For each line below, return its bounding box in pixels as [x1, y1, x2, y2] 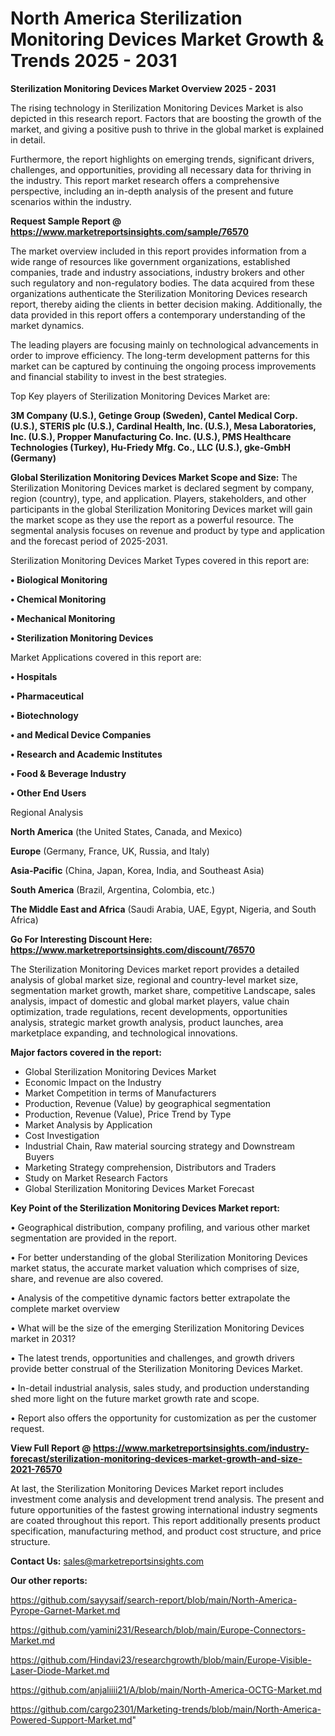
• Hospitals [10, 670, 58, 682]
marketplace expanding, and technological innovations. [10, 1027, 238, 1039]
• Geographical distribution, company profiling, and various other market [10, 1221, 311, 1233]
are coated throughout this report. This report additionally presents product [10, 1514, 321, 1526]
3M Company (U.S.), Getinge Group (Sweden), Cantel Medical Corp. [10, 409, 298, 421]
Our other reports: [10, 1574, 88, 1586]
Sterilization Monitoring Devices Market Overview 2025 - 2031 [10, 82, 277, 94]
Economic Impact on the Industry [24, 1076, 162, 1088]
